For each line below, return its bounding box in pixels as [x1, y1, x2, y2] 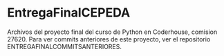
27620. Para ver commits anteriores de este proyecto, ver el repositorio [7, 35, 211, 43]
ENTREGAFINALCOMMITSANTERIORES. [7, 42, 122, 50]
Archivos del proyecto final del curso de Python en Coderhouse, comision [7, 28, 218, 36]
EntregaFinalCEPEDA [7, 5, 131, 21]
